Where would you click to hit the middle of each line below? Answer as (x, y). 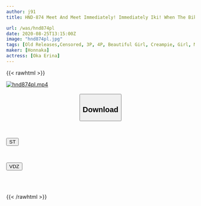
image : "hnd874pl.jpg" (34, 39)
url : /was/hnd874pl (31, 28)
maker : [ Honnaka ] (28, 50)
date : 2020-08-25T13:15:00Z (41, 33)
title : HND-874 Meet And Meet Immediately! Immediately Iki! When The (96, 17)
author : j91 (21, 12)
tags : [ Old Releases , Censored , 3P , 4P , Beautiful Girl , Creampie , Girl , (99, 45)
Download (100, 110)
